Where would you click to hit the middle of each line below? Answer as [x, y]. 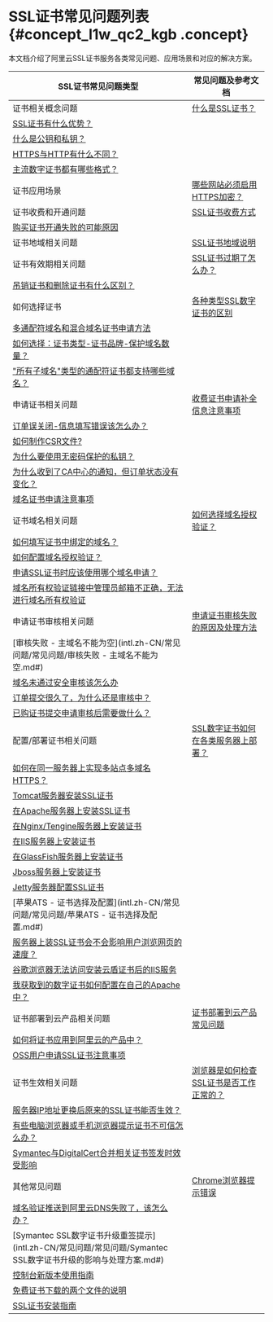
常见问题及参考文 [226, 80]
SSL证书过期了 [220, 257]
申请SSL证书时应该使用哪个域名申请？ [85, 573]
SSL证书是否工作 [224, 1083]
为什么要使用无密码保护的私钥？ [74, 456]
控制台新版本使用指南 [54, 1275]
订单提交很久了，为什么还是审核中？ [82, 697]
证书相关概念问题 [45, 108]
